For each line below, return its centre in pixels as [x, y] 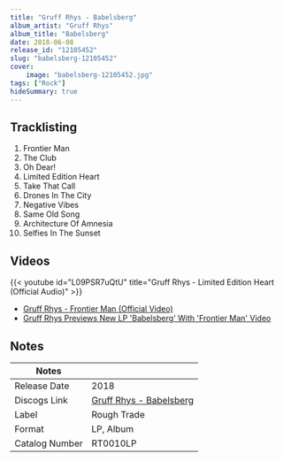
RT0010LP [114, 443]
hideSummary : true [44, 91]
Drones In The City [57, 196]
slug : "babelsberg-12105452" [64, 58]
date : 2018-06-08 [42, 42]
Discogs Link [42, 400]
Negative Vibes [50, 205]
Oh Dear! [39, 167]
